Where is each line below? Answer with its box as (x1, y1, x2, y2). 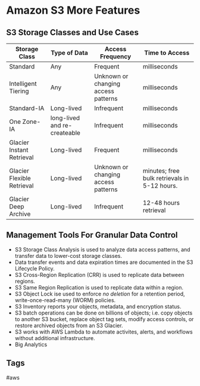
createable (50, 129, 80, 137)
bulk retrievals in (142, 174, 189, 182)
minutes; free (142, 167, 180, 175)
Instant (9, 146, 29, 154)
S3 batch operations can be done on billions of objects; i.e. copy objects (14, 309, 193, 316)
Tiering (9, 87, 29, 95)
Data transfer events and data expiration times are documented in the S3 (14, 259, 193, 266)
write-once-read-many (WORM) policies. (14, 296, 116, 304)
